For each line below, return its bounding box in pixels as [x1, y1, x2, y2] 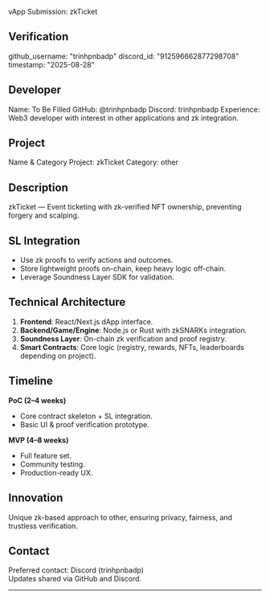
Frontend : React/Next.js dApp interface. [19, 316, 153, 326]
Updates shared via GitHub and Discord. [8, 574, 142, 584]
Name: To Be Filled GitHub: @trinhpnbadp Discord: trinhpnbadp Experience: [8, 104, 260, 114]
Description [8, 181, 68, 194]
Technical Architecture [8, 295, 126, 309]
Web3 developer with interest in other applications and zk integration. [8, 112, 239, 123]
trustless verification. [8, 521, 79, 531]
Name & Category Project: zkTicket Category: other [8, 157, 178, 167]
